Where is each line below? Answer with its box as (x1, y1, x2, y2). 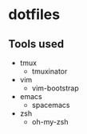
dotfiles (8, 6, 61, 24)
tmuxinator (31, 67, 68, 76)
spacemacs (31, 101, 70, 109)
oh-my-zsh (31, 117, 69, 126)
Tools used (8, 37, 65, 51)
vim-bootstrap (31, 83, 80, 93)
